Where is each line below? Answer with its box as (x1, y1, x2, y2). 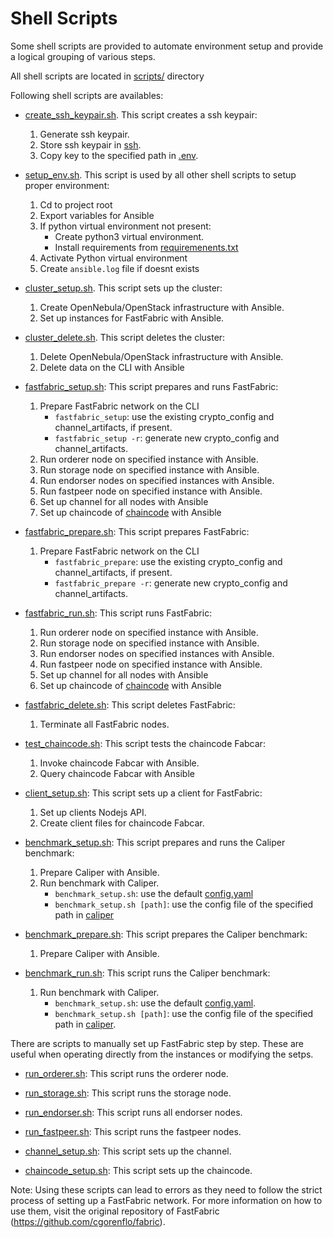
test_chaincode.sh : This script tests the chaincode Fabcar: (24, 737, 266, 749)
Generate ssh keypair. (39, 128, 130, 140)
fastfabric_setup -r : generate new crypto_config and (54, 432, 280, 444)
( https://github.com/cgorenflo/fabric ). (10, 1215, 166, 1227)
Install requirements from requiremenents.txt (54, 241, 239, 253)
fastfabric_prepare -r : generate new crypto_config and (54, 577, 288, 589)
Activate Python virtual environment (39, 252, 188, 264)
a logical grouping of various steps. (10, 50, 156, 62)
